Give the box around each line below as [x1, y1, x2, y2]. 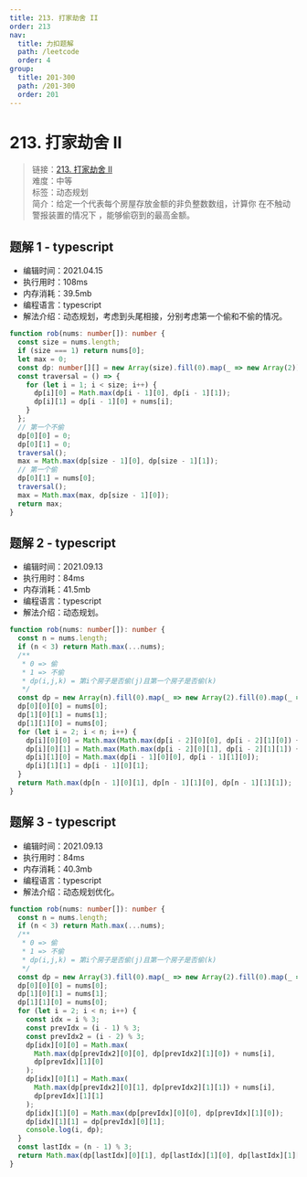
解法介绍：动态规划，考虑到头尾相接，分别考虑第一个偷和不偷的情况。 [22, 311, 288, 322]
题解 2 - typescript [9, 535, 116, 551]
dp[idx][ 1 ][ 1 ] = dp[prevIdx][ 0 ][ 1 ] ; [26, 1117, 166, 1126]
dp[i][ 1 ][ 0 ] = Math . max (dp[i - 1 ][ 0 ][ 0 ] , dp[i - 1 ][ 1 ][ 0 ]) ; [26, 753, 260, 762]
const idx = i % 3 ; [26, 1015, 101, 1024]
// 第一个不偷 [17, 423, 65, 432]
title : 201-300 [17, 73, 76, 82]
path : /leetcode [17, 48, 79, 57]
